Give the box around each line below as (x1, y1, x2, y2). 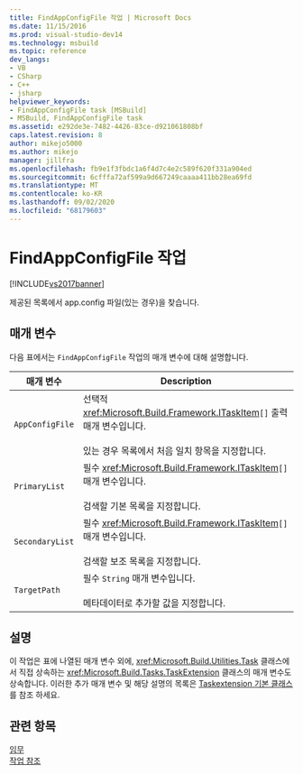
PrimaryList (14, 481, 66, 492)
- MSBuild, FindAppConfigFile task (9, 114, 143, 123)
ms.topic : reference (9, 47, 87, 56)
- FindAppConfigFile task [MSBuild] (9, 106, 147, 115)
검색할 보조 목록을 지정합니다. (82, 555, 201, 567)
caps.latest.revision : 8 (9, 131, 103, 140)
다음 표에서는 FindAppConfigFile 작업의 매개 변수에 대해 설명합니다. (9, 351, 249, 362)
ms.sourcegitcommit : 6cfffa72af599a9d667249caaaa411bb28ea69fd (9, 172, 252, 181)
